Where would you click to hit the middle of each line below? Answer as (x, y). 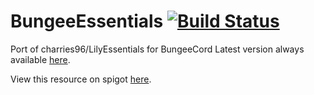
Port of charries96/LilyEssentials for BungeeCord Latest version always (157, 49)
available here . (40, 59)
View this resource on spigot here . (81, 79)
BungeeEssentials (87, 21)
